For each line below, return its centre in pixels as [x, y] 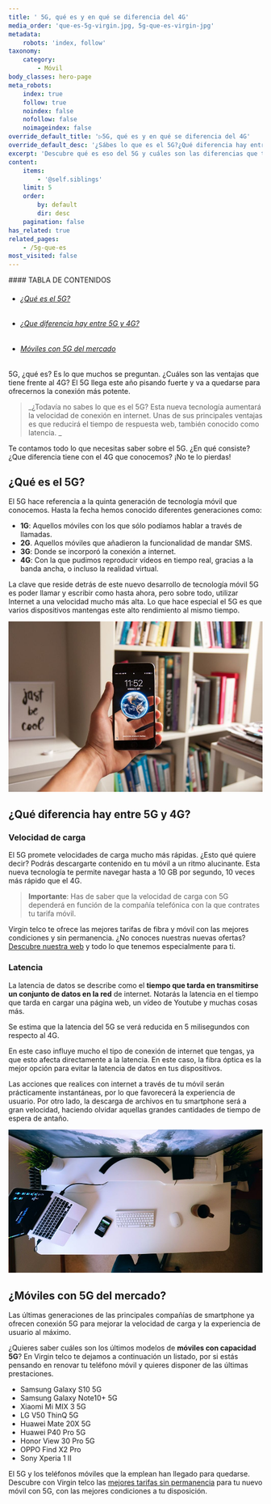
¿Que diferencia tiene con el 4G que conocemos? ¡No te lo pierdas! [120, 456]
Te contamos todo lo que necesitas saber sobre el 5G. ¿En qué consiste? [129, 448]
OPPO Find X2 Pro [50, 1450]
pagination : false [54, 222]
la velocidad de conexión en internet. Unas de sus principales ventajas [145, 415]
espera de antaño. [39, 1118]
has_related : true [39, 231]
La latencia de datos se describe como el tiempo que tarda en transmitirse [133, 985]
